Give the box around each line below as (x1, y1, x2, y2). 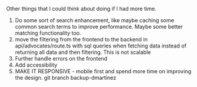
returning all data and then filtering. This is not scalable (14, 49, 151, 56)
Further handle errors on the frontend (14, 55, 108, 62)
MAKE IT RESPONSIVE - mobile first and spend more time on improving (14, 68, 192, 74)
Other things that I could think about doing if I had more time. (6, 5, 157, 12)
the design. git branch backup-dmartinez (14, 74, 117, 81)
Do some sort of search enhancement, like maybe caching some (14, 17, 175, 23)
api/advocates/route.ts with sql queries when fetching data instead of (14, 42, 187, 49)
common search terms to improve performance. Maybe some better (14, 23, 183, 30)
